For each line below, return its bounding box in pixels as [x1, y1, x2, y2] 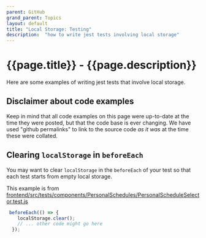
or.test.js [6, 198, 29, 205]
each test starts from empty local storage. [6, 172, 112, 180]
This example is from [6, 185, 59, 192]
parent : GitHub [6, 9, 45, 15]
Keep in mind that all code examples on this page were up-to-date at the [6, 112, 189, 120]
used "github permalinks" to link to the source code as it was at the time [6, 125, 189, 132]
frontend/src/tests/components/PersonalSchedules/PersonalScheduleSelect [6, 191, 200, 198]
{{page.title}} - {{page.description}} [6, 58, 197, 72]
